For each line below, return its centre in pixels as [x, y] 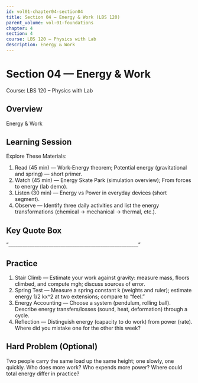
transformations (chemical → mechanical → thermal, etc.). [85, 212]
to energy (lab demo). [41, 187]
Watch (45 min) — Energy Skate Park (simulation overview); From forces [103, 180]
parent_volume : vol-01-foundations [50, 23]
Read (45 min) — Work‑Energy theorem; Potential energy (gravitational [101, 168]
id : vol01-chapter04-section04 [45, 12]
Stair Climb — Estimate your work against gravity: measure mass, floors [102, 278]
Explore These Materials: [36, 156]
